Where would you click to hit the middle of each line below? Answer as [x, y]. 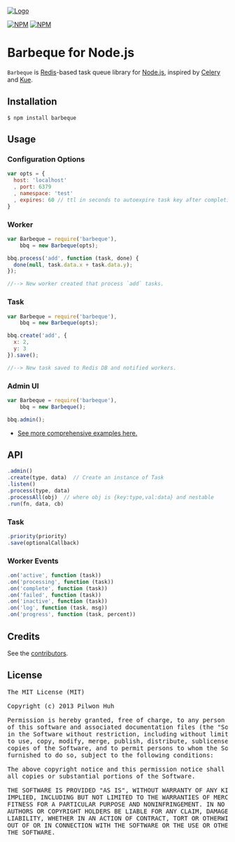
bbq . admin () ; [26, 420]
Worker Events [33, 561]
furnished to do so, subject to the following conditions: [111, 755]
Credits [24, 636]
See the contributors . [38, 653]
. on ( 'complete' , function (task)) [58, 588]
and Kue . [20, 79]
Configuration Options [46, 159]
